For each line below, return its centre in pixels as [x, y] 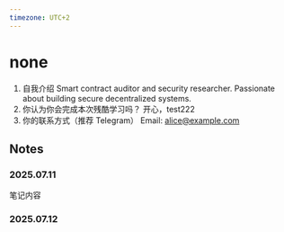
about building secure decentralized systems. [106, 98]
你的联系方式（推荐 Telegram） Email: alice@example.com [131, 120]
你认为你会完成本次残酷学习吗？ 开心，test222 [108, 109]
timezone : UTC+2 [40, 18]
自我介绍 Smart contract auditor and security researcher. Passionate [149, 88]
